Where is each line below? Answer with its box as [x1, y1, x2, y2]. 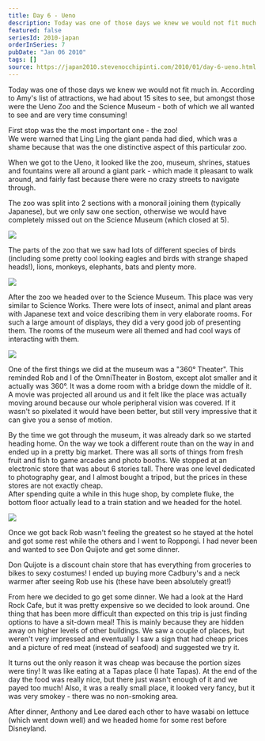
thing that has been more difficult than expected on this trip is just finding [8, 609, 248, 618]
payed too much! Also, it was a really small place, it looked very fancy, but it [8, 682, 256, 693]
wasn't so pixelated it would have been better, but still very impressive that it [8, 406, 257, 416]
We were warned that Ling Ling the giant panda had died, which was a [8, 134, 237, 143]
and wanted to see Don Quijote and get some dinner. [8, 544, 180, 554]
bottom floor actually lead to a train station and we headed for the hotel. [8, 497, 243, 507]
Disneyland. [8, 724, 47, 733]
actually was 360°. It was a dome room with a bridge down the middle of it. [8, 381, 252, 390]
